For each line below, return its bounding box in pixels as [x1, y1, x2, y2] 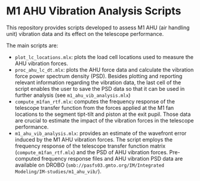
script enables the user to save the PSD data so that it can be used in [14, 85, 185, 92]
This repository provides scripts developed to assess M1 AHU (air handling [6, 24, 190, 31]
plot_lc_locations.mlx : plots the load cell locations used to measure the [14, 53, 194, 60]
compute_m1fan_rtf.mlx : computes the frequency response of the [14, 97, 175, 105]
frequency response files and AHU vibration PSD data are [41, 155, 183, 162]
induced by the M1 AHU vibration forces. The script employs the [14, 136, 173, 143]
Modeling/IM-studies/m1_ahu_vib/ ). [14, 167, 101, 174]
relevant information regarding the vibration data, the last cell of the [14, 79, 181, 86]
